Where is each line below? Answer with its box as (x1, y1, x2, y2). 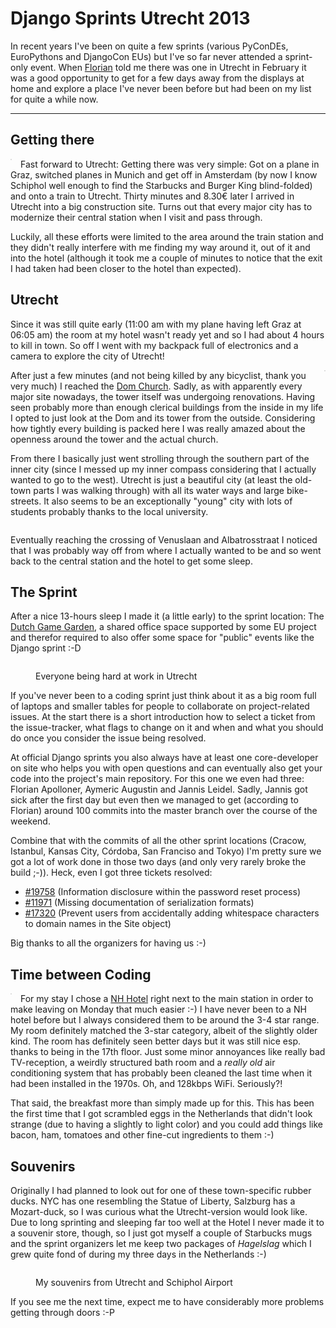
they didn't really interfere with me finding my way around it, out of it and (10, 241, 311, 253)
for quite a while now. (10, 93, 99, 105)
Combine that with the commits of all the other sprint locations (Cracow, (10, 835, 307, 847)
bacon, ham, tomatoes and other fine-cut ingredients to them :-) (10, 1129, 275, 1141)
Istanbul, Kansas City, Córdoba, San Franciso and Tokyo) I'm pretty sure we (10, 845, 322, 857)
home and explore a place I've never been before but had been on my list (10, 82, 312, 94)
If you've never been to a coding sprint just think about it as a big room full (10, 690, 317, 702)
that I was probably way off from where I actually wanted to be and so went (10, 544, 322, 556)
